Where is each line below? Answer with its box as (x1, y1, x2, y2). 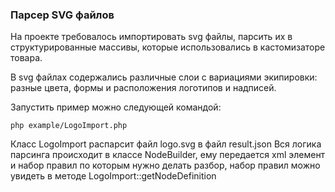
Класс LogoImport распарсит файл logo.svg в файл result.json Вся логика (10, 138, 322, 150)
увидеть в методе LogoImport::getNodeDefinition (10, 170, 217, 182)
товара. (10, 52, 43, 64)
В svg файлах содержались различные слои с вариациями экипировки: (10, 71, 318, 83)
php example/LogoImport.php (10, 121, 128, 131)
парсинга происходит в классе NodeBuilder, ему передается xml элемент (10, 149, 326, 161)
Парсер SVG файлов (10, 8, 115, 22)
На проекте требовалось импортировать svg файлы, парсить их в (10, 31, 293, 43)
